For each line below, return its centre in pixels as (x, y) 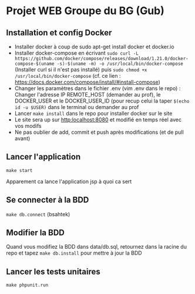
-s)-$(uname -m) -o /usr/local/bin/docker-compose (120, 64)
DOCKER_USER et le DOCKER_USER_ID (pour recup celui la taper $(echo (102, 101)
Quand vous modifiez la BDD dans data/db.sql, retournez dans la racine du (96, 247)
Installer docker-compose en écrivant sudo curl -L (77, 53)
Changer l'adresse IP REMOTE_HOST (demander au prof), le (88, 95)
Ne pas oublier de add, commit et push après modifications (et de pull (99, 132)
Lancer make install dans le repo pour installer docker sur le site (93, 113)
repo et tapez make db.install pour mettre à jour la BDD (74, 253)
